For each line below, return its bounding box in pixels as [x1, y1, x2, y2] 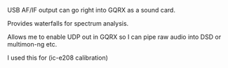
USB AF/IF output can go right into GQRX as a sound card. [7, 6, 175, 14]
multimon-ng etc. [7, 40, 58, 48]
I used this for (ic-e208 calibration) [7, 53, 109, 62]
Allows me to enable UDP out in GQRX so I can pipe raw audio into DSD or [7, 33, 222, 41]
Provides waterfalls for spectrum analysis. [7, 19, 129, 27]
